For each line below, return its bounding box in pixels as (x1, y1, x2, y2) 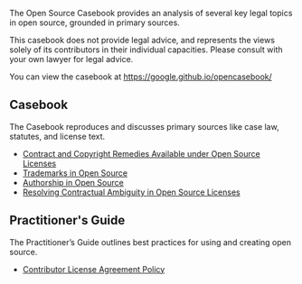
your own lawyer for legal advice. (9, 54, 134, 64)
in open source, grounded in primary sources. (9, 17, 181, 28)
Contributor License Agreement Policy (22, 263, 165, 274)
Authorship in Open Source (22, 177, 124, 188)
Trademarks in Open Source (22, 167, 128, 179)
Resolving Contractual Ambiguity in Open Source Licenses (22, 187, 241, 197)
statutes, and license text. (9, 131, 106, 142)
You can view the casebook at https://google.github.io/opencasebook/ (9, 71, 273, 82)
